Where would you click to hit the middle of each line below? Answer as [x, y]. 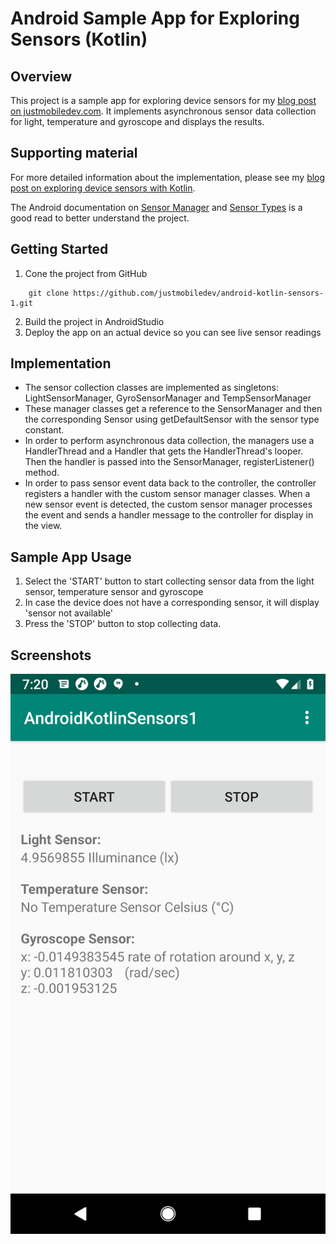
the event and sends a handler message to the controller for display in [169, 515]
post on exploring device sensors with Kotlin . [103, 188]
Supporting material [74, 153]
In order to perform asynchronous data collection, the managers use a [169, 441]
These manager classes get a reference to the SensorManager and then [173, 409]
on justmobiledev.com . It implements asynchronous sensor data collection [163, 111]
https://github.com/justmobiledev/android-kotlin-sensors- [199, 293]
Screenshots [51, 655]
